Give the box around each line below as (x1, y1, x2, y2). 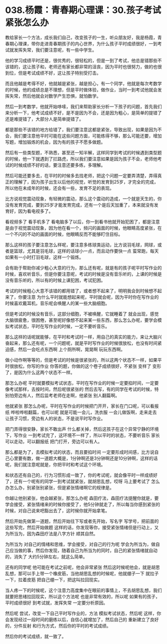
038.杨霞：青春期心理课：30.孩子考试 (5, 4, 162, 16)
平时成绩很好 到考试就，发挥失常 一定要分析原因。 (5, 600, 108, 606)
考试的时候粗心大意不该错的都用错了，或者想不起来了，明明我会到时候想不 (5, 287, 158, 294)
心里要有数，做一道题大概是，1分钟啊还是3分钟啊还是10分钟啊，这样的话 (9, 455, 158, 461)
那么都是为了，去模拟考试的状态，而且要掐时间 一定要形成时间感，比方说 (5, 449, 155, 455)
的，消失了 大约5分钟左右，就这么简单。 (5, 553, 88, 559)
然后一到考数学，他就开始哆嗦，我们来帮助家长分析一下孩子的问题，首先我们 (5, 103, 162, 110)
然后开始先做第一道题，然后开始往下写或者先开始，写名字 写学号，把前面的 (5, 518, 159, 524)
